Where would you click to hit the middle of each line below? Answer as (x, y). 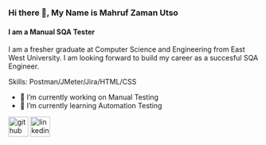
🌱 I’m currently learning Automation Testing (91, 106)
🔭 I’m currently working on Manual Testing (89, 97)
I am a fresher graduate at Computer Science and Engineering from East (127, 49)
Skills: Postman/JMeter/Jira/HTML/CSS (72, 82)
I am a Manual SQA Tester (52, 32)
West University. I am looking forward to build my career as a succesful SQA (133, 58)
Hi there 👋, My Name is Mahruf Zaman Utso (94, 13)
